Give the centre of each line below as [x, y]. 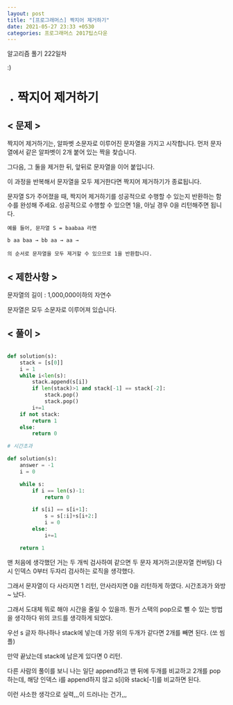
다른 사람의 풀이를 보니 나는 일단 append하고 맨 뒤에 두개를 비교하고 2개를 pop [114, 670]
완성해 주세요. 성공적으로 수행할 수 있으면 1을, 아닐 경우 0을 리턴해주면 [114, 205]
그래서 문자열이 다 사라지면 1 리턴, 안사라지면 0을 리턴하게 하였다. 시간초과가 [110, 586]
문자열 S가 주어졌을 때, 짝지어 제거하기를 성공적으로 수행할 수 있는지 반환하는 [111, 197]
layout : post [26, 14]
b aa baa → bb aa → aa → [43, 240]
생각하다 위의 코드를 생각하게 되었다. [63, 617]
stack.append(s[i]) [60, 382]
